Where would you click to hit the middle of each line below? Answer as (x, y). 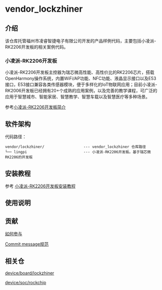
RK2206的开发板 (19, 157)
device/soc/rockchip (26, 282)
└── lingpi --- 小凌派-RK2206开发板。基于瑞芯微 (78, 152)
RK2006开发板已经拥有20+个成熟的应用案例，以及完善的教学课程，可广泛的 (81, 91)
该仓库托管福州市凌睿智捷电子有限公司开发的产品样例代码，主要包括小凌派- (81, 41)
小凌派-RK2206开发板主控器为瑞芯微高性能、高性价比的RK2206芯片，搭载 (80, 72)
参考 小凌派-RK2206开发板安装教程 (40, 186)
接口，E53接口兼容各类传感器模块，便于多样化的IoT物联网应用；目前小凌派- (81, 84)
